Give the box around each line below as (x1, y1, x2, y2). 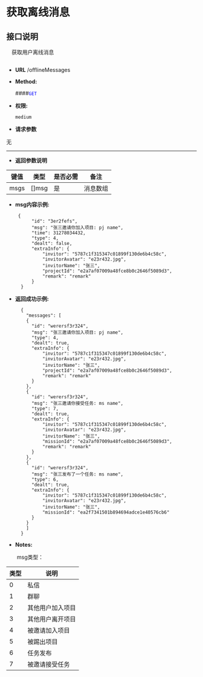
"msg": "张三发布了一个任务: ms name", (31, 471, 124, 477)
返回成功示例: (14, 295, 50, 302)
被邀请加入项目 (27, 626, 71, 635)
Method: (14, 78, 37, 85)
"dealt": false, (31, 241, 72, 247)
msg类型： (16, 553, 44, 561)
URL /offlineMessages (14, 66, 71, 74)
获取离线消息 (6, 5, 71, 19)
